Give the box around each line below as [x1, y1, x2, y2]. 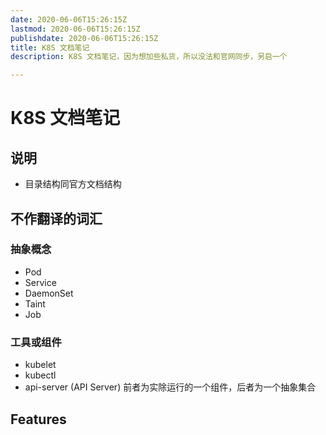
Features [10, 411, 67, 428]
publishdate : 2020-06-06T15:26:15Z [10, 33, 159, 43]
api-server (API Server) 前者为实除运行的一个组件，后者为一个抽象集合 [24, 381, 317, 393]
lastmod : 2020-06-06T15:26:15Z [10, 24, 141, 34]
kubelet [24, 359, 57, 371]
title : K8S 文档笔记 [10, 42, 90, 53]
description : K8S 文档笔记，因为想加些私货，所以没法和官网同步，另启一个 [10, 52, 288, 62]
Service [24, 276, 57, 288]
